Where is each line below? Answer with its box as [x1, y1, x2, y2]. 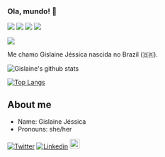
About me [7, 98, 52, 110]
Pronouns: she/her [17, 125, 72, 134]
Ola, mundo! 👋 [7, 6, 57, 16]
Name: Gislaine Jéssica [17, 117, 86, 126]
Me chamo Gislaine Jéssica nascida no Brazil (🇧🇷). [7, 50, 158, 59]
